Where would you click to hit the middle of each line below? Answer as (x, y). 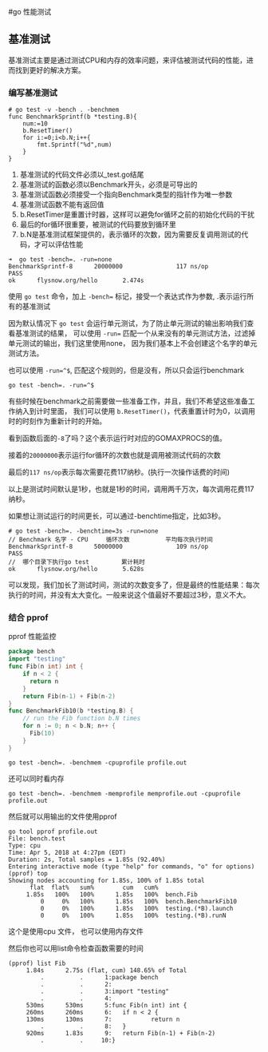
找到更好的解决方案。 (50, 69)
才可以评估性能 (59, 244)
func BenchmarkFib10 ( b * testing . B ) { (71, 711)
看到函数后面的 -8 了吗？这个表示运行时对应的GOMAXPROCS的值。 (118, 439)
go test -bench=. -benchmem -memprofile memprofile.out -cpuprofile (124, 793)
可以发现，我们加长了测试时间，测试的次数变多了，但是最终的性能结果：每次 (134, 585)
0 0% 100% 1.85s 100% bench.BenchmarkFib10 (139, 901)
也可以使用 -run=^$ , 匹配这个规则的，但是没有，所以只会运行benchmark (126, 371)
